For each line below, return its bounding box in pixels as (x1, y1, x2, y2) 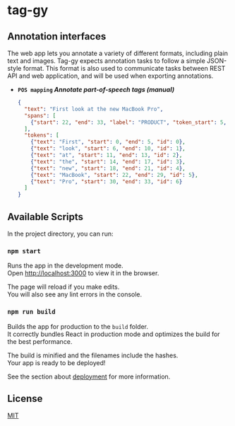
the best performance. (7, 337, 73, 345)
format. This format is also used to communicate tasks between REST (23, 64, 226, 72)
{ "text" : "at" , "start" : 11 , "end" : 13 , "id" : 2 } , (30, 151, 183, 159)
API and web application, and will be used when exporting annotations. (7, 71, 214, 80)
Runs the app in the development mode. (7, 261, 123, 270)
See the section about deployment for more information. (7, 372, 171, 381)
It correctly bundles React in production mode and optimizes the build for (7, 330, 220, 338)
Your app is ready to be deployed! (7, 358, 106, 367)
